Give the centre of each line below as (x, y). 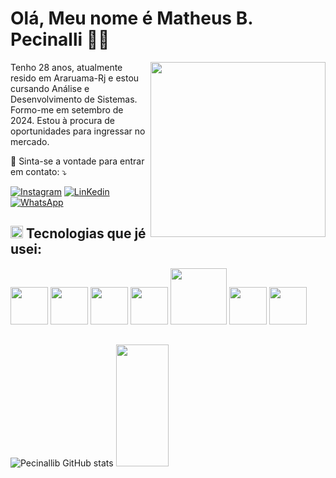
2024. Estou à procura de (62, 120)
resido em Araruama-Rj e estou (75, 78)
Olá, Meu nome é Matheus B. (131, 18)
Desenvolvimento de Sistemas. (74, 99)
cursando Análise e (50, 88)
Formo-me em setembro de (67, 109)
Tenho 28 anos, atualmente (66, 67)
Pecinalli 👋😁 (60, 39)
